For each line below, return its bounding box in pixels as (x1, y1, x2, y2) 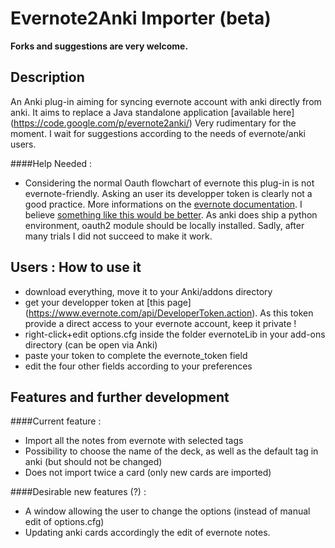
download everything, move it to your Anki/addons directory (24, 285, 273, 297)
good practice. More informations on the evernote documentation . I (24, 198, 303, 210)
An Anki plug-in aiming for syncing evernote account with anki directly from (10, 95, 322, 107)
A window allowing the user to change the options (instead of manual (24, 505, 311, 517)
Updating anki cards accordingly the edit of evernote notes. (24, 527, 271, 539)
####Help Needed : (10, 157, 93, 169)
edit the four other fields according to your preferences (24, 360, 253, 372)
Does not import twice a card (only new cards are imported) (24, 467, 272, 479)
